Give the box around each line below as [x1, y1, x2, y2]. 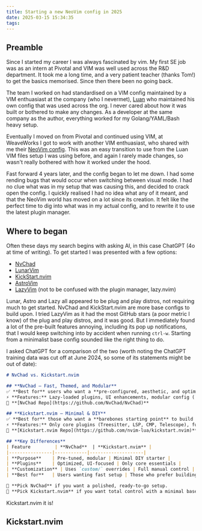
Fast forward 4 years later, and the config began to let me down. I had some [6, 170, 194, 178]
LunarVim [14, 266, 39, 274]
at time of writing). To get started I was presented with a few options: [6, 248, 177, 256]
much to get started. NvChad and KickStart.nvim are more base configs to [6, 304, 190, 311]
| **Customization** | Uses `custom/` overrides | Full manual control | [6, 467, 195, 473]
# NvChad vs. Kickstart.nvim [6, 372, 79, 378]
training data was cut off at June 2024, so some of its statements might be [6, 354, 191, 361]
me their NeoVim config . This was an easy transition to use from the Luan [6, 146, 188, 153]
